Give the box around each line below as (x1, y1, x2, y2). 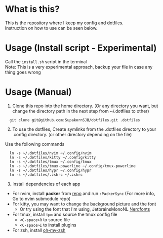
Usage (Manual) (5, 86, 72, 98)
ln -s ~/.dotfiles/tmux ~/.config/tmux (9, 159, 92, 164)
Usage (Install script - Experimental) (5, 42, 157, 54)
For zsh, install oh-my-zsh (12, 227, 66, 233)
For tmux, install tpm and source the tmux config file (12, 211, 118, 217)
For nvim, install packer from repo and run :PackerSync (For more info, (12, 190, 156, 196)
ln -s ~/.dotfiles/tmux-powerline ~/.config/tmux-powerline (9, 163, 136, 168)
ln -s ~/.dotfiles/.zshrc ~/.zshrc (9, 172, 83, 177)
